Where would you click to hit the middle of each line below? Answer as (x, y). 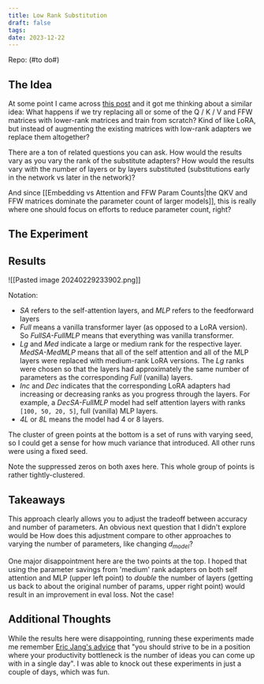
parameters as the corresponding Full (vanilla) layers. (106, 377)
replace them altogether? (49, 137)
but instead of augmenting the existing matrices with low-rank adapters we (130, 129)
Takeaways (37, 500)
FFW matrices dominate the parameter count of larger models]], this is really (132, 201)
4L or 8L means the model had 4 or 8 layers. (91, 419)
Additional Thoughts (60, 619)
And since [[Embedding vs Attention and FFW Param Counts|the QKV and (128, 193)
